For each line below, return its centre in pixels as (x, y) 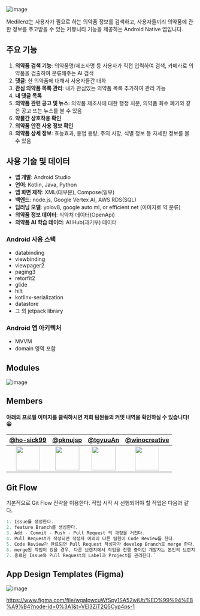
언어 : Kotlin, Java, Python (46, 184)
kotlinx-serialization (39, 297)
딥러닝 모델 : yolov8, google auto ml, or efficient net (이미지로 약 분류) (98, 207)
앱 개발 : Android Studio (43, 177)
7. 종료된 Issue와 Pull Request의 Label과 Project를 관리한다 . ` (81, 555)
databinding (30, 252)
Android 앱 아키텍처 (34, 328)
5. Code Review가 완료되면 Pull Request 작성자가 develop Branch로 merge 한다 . (101, 544)
